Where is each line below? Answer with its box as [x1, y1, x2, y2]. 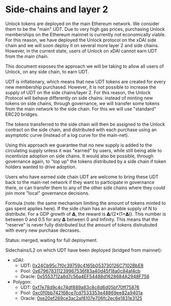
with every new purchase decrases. [5, 227, 81, 233]
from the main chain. [5, 53, 49, 59]
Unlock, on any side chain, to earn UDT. [5, 68, 90, 75]
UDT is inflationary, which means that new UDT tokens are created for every [5, 78, 166, 85]
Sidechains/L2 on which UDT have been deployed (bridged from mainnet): [5, 247, 162, 253]
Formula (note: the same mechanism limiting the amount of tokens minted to [5, 200, 166, 206]
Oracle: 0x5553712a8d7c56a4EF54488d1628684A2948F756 [20, 273, 149, 279]
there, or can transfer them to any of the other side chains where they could [5, 185, 165, 191]
